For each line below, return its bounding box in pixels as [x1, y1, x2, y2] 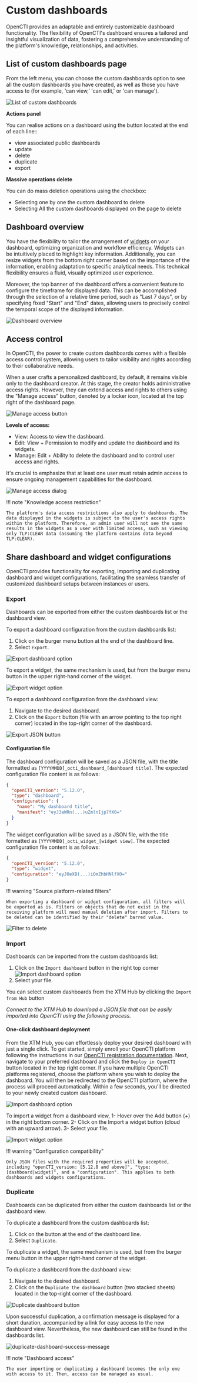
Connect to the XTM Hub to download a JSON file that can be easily [6, 1006, 172, 1013]
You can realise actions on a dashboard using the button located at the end [6, 122, 188, 129]
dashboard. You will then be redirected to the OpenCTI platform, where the [6, 1077, 188, 1084]
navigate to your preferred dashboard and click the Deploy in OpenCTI [6, 1058, 176, 1065]
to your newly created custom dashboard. [6, 1089, 108, 1096]
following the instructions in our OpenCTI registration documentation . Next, [6, 1051, 188, 1058]
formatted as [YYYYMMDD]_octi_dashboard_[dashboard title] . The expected [6, 764, 188, 771]
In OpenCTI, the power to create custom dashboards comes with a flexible [6, 349, 186, 357]
